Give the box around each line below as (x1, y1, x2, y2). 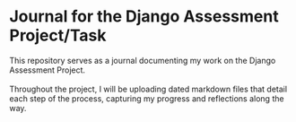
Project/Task (9, 25, 107, 46)
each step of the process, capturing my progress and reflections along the (9, 92, 284, 104)
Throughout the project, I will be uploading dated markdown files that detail (9, 83, 288, 94)
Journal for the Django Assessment (9, 6, 280, 27)
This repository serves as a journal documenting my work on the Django (9, 55, 276, 65)
